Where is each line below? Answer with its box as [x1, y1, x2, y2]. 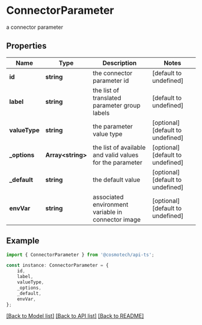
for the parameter [93, 158, 142, 166]
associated [93, 193, 124, 201]
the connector [93, 68, 133, 77]
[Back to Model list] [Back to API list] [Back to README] [6, 312, 144, 320]
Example [6, 235, 40, 246]
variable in [93, 208, 122, 216]
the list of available [93, 143, 146, 151]
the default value [93, 175, 141, 184]
